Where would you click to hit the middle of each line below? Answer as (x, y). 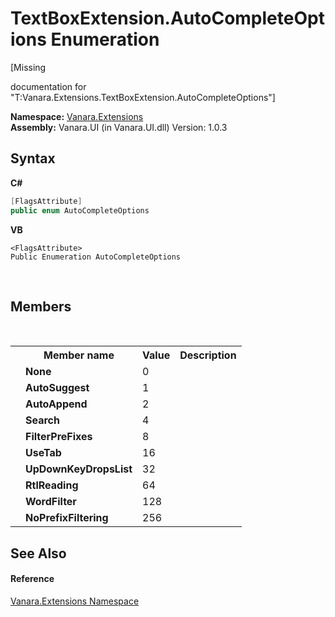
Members (41, 306)
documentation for (48, 86)
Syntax (33, 158)
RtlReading (52, 485)
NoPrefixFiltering (67, 518)
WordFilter (51, 502)
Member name (79, 355)
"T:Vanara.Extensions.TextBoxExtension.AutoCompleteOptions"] (143, 97)
